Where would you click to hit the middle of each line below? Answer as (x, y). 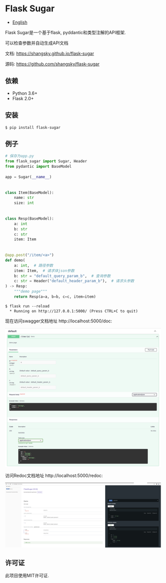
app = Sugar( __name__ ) (28, 177)
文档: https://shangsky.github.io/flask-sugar (50, 53)
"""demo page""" (31, 292)
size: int (24, 203)
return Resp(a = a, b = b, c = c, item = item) (55, 297)
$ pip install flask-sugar (33, 127)
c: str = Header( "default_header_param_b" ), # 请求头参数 (74, 281)
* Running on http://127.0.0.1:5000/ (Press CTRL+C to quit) (74, 311)
